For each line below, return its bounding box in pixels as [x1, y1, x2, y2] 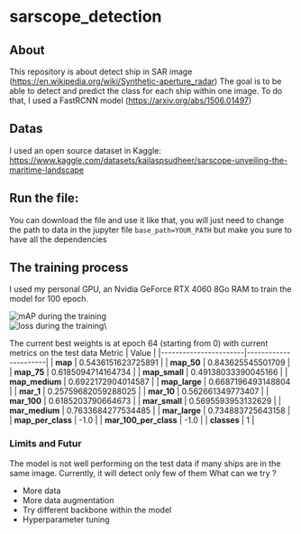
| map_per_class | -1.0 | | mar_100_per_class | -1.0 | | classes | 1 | [9, 415, 255, 426]
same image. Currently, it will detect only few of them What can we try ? [9, 467, 277, 478]
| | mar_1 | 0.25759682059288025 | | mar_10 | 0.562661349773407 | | [9, 386, 269, 397]
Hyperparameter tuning [22, 513, 110, 525]
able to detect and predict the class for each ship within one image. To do [9, 86, 283, 96]
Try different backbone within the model [22, 504, 172, 515]
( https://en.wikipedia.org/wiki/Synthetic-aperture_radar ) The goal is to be [9, 76, 282, 87]
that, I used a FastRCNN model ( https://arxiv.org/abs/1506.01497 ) [9, 95, 252, 106]
